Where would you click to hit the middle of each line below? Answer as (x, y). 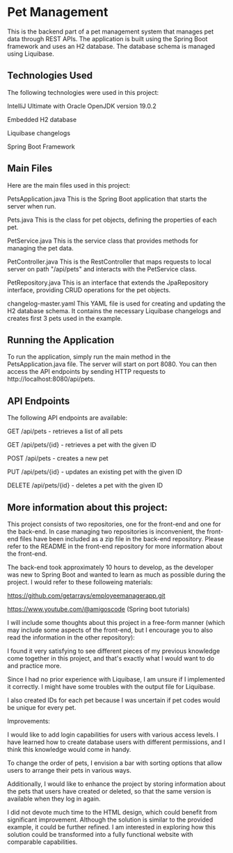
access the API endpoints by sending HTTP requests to (86, 372)
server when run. (32, 206)
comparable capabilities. (42, 842)
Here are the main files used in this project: (69, 185)
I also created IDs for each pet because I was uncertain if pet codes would (114, 700)
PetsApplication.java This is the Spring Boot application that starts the (107, 199)
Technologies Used (50, 76)
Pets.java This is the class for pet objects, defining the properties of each (112, 220)
